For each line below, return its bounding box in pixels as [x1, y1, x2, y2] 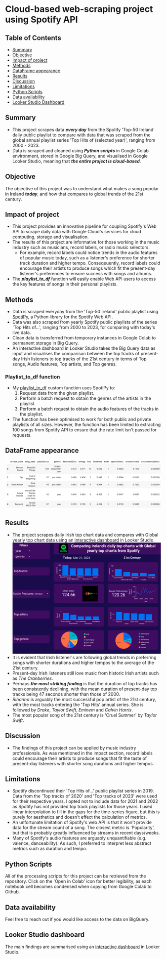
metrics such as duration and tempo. [12, 846, 87, 852]
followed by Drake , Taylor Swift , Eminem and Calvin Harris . [12, 707, 133, 712]
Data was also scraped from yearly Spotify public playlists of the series [12, 319, 157, 325]
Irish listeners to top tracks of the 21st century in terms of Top [21, 356, 147, 362]
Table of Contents [5, 34, 62, 42]
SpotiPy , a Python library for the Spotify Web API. [12, 314, 113, 320]
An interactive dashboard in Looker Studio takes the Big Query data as [12, 345, 156, 351]
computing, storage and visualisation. [12, 234, 89, 240]
